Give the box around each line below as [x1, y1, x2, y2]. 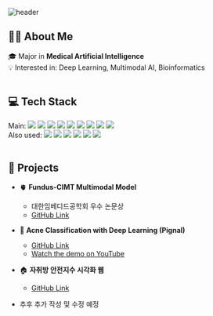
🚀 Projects [8, 162, 60, 175]
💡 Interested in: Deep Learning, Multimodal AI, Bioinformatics [8, 63, 205, 72]
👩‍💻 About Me [8, 30, 74, 43]
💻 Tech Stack [8, 95, 78, 109]
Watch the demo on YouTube [31, 249, 125, 259]
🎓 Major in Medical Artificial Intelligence [8, 51, 145, 60]
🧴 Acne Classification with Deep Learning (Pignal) [19, 226, 186, 235]
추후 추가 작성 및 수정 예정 [19, 300, 99, 309]
